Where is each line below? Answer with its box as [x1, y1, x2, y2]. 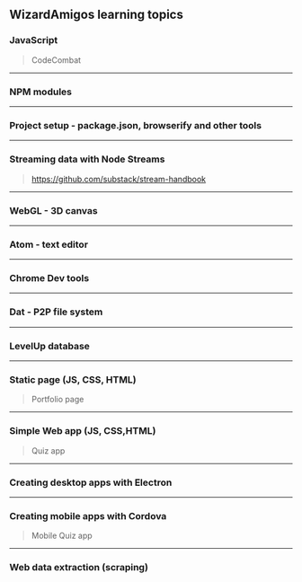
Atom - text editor [9, 238, 88, 251]
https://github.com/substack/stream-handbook [31, 173, 207, 184]
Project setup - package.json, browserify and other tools [9, 119, 262, 131]
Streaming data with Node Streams [9, 153, 165, 165]
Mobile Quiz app [31, 530, 93, 542]
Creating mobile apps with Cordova [9, 509, 167, 522]
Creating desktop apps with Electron [9, 476, 173, 489]
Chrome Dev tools [9, 272, 90, 285]
